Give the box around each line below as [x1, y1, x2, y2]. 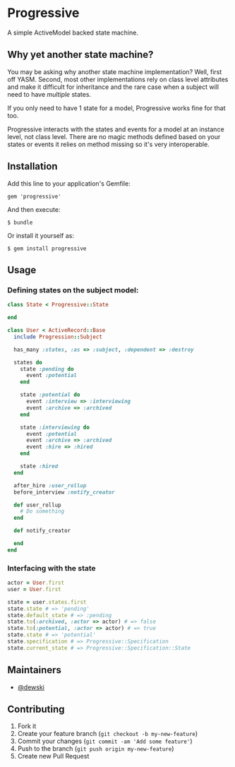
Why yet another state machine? [7, 49, 154, 61]
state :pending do [20, 365, 74, 372]
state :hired [20, 463, 59, 470]
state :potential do [20, 391, 80, 398]
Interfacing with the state [7, 563, 97, 573]
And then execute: [7, 205, 61, 213]
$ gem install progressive [7, 245, 87, 252]
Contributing [7, 703, 65, 715]
